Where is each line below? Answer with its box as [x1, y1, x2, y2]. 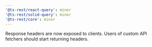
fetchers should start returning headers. [5, 36, 89, 42]
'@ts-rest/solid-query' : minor [5, 12, 71, 17]
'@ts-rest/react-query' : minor [5, 7, 71, 13]
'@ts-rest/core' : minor [5, 17, 56, 22]
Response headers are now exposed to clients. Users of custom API [5, 31, 147, 37]
